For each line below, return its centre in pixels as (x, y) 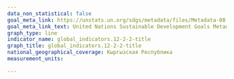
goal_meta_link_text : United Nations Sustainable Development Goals (109, 26)
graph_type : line (32, 33)
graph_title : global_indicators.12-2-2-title (74, 46)
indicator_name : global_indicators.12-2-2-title (79, 39)
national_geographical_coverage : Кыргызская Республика (90, 53)
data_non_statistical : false (49, 14)
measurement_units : (36, 59)
